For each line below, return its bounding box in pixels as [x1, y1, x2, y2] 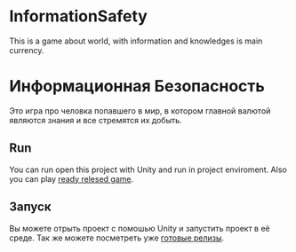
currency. [9, 44, 44, 55]
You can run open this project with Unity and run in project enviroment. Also [9, 164, 287, 175]
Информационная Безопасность [9, 76, 265, 97]
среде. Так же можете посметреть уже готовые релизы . [9, 232, 225, 243]
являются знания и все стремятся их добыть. [9, 114, 182, 125]
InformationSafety [9, 6, 148, 27]
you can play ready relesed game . [9, 173, 134, 184]
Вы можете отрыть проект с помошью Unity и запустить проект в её [9, 223, 271, 233]
